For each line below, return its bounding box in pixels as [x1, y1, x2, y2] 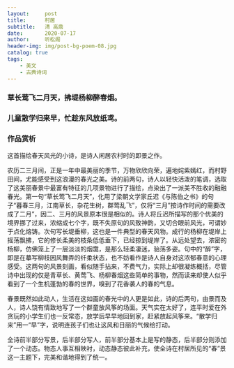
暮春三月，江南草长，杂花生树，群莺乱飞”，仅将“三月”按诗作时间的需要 [16, 200, 219, 209]
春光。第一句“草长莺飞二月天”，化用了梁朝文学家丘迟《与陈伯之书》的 [7, 192, 208, 200]
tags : [7, 56, 23, 63]
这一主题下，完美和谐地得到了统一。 [7, 353, 111, 361]
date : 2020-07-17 [7, 29, 77, 37]
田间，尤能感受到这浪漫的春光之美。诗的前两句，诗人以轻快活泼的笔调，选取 [7, 175, 227, 183]
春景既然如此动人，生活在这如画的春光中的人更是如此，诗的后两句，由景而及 [7, 294, 227, 302]
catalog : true [7, 50, 49, 57]
